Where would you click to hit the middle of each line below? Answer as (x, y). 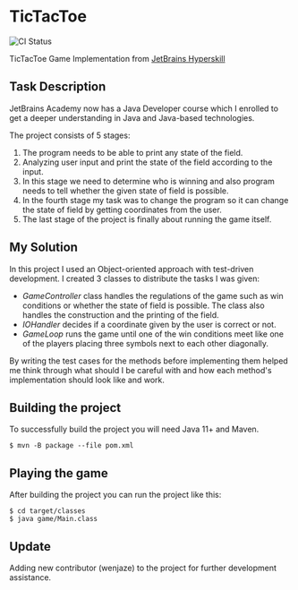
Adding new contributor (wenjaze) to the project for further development (143, 568)
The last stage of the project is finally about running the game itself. (147, 219)
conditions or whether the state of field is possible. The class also (144, 305)
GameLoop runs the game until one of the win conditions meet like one (153, 334)
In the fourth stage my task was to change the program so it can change (155, 200)
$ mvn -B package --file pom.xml (72, 446)
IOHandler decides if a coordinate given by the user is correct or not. (149, 324)
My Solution (44, 248)
